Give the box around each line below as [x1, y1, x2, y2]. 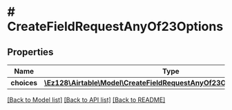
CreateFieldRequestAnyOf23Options [7, 19, 224, 34]
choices [10, 78, 38, 87]
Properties [7, 46, 54, 58]
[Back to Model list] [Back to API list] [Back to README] [7, 96, 166, 104]
